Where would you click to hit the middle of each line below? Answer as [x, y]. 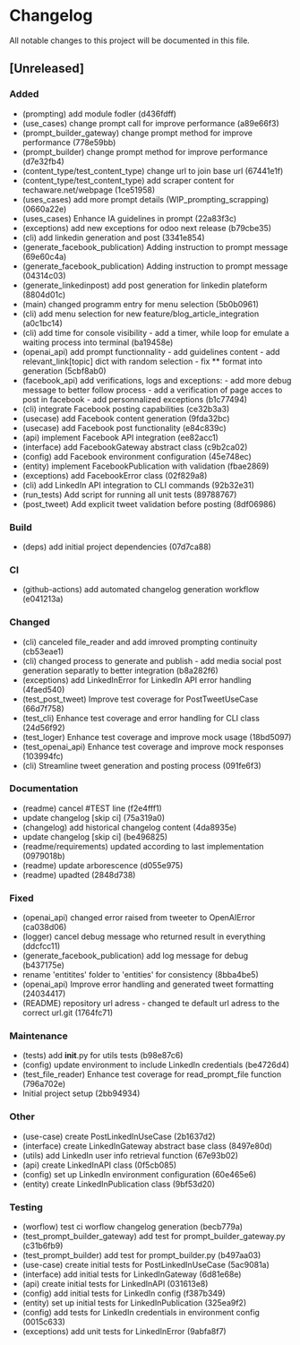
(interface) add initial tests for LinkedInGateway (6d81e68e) [132, 1274]
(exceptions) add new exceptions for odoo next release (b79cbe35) [146, 228]
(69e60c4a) [44, 256]
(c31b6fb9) [43, 1246]
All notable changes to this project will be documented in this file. [130, 40]
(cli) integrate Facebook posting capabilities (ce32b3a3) [126, 409]
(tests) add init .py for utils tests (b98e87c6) [103, 1056]
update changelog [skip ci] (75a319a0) [94, 817]
